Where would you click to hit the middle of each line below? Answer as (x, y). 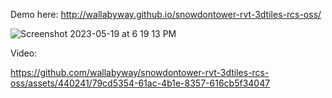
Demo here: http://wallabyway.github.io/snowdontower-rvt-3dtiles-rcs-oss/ (166, 14)
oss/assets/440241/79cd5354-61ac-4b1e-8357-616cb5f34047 (140, 83)
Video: (24, 53)
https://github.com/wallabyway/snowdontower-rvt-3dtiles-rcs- (140, 72)
